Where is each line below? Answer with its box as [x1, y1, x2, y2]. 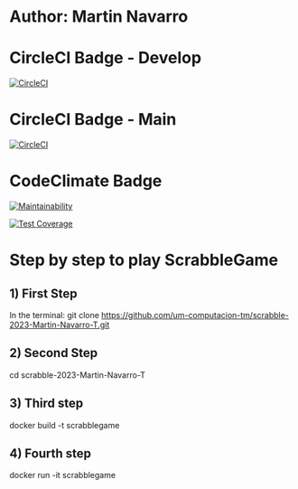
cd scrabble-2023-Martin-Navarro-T [9, 369, 146, 381]
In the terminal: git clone [9, 310, 99, 320]
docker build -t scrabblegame [9, 419, 120, 430]
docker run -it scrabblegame [9, 470, 116, 481]
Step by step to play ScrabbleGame [9, 250, 278, 270]
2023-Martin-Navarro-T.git [9, 319, 110, 330]
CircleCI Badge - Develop [9, 48, 201, 69]
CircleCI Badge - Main [9, 109, 177, 130]
